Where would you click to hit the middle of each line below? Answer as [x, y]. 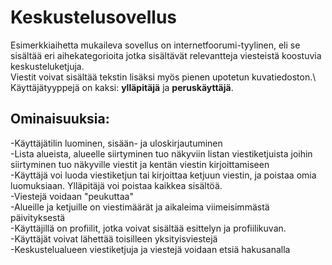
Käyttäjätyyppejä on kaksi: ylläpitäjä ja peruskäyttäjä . [122, 87]
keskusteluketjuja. [47, 66]
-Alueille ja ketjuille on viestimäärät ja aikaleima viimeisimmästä [140, 207]
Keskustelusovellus [94, 17]
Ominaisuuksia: [60, 119]
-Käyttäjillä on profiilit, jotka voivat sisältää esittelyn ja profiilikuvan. [148, 228]
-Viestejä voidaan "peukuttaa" [72, 196]
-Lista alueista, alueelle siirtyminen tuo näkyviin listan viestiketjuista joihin [161, 153]
